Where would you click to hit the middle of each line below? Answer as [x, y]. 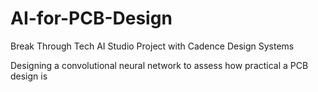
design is [29, 76]
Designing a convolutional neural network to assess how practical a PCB [159, 65]
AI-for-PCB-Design [91, 18]
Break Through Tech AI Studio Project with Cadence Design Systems [152, 46]
